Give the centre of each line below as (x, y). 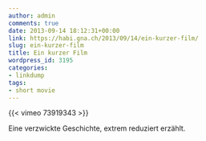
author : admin (32, 16)
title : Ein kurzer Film (48, 53)
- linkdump (26, 75)
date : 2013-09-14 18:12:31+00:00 (64, 30)
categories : (28, 68)
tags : (17, 83)
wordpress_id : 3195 (41, 61)
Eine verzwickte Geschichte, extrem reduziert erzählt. (97, 128)
